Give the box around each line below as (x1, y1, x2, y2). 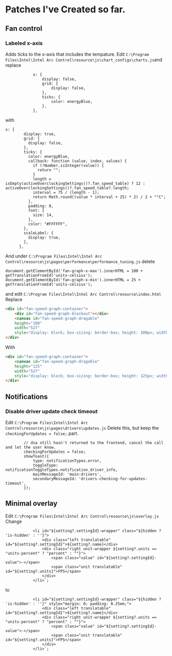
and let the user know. (5, 445, 56, 450)
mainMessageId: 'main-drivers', (32, 471, 102, 477)
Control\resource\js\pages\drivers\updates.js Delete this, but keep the (5, 425, 159, 431)
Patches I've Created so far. (5, 4, 125, 15)
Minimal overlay (5, 499, 58, 508)
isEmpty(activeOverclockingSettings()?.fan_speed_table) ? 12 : (5, 181, 145, 186)
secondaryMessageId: (32, 476, 77, 481)
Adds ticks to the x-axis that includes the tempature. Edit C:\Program (5, 51, 149, 57)
